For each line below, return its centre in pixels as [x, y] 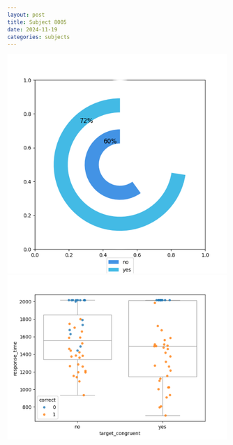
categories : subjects [39, 37]
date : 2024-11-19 [32, 29]
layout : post [26, 15]
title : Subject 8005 [37, 22]
